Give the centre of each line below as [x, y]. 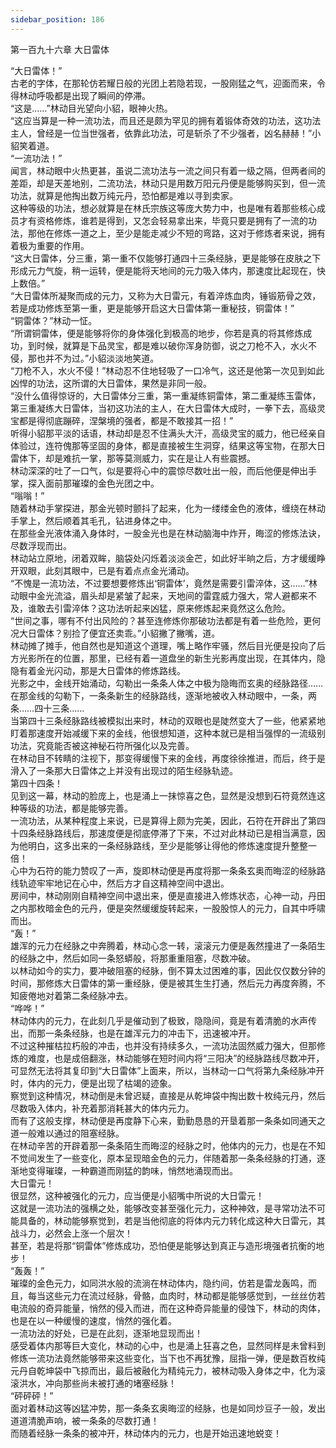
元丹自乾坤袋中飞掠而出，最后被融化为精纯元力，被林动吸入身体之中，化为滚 [168, 1370]
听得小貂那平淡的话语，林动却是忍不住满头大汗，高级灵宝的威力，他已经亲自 [168, 433]
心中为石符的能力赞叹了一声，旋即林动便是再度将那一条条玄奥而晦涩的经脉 [163, 870]
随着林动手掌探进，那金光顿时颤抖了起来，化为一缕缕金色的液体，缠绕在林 [163, 508]
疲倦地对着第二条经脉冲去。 [75, 995]
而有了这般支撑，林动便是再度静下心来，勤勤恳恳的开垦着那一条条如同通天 [163, 1120]
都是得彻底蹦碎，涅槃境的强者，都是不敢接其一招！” [126, 420]
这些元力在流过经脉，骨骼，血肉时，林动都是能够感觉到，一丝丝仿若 [185, 1295]
